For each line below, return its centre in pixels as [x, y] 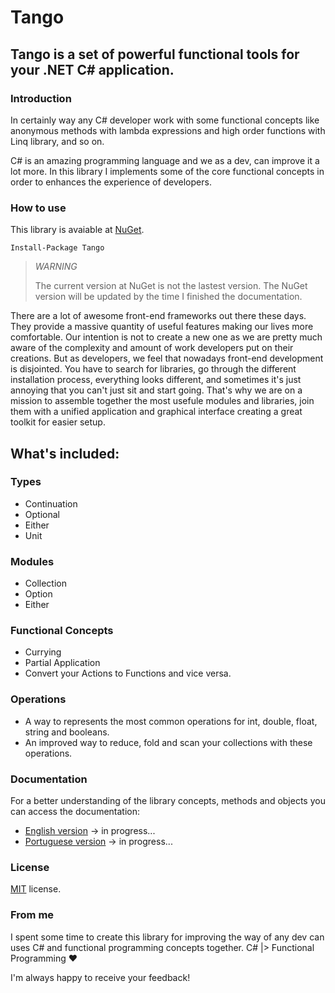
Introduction [41, 98]
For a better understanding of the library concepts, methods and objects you [168, 801]
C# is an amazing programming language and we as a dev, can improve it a [165, 160]
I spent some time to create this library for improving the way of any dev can [167, 937]
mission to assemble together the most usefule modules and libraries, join [162, 401]
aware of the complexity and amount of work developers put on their [152, 348]
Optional [42, 514]
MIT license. [36, 889]
